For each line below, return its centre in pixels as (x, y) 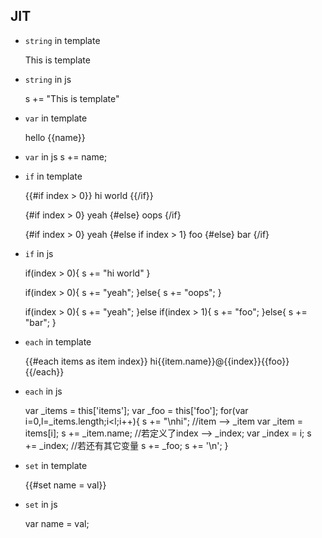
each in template (58, 341)
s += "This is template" (72, 98)
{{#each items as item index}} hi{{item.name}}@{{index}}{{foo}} (157, 361)
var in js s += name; (66, 156)
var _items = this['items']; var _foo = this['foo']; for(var (136, 410)
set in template (56, 465)
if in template (53, 176)
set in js (41, 504)
